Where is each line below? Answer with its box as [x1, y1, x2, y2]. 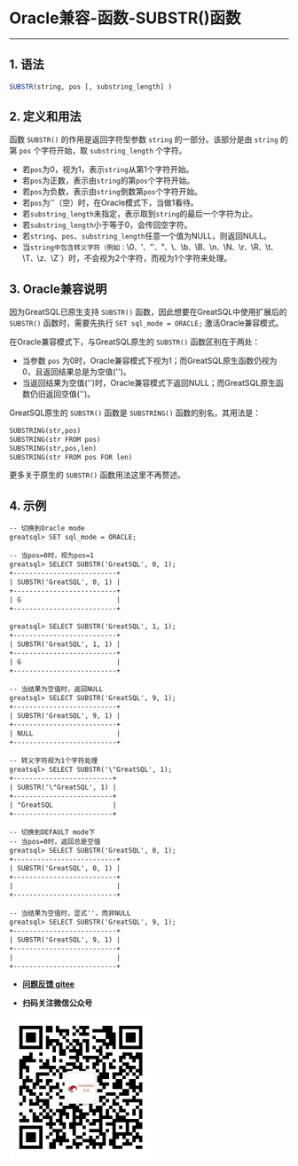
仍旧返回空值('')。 [29, 389, 96, 399]
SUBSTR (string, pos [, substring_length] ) [9, 82, 173, 91]
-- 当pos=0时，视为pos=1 [9, 551, 95, 560]
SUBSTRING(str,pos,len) [9, 445, 98, 453]
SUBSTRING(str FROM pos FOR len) [9, 453, 133, 462]
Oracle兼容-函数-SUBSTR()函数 [9, 8, 241, 28]
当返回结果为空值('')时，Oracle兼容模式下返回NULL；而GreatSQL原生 [21, 378, 277, 389]
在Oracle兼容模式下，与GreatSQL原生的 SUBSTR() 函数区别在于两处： [9, 336, 261, 347]
